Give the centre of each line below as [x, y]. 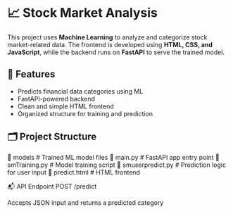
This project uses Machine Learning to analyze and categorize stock [107, 37]
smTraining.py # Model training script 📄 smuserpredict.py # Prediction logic [117, 165]
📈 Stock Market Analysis [83, 13]
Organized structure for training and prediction [85, 113]
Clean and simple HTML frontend [65, 106]
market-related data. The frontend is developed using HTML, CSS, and [110, 44]
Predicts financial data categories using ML [80, 91]
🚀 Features [31, 74]
